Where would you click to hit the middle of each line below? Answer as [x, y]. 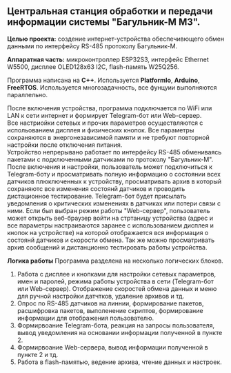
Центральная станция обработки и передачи [110, 11]
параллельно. [28, 94]
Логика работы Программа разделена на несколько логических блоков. [115, 261]
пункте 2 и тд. [38, 354]
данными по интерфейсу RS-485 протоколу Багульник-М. [92, 46]
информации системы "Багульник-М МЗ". [104, 22]
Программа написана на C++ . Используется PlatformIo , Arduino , [103, 80]
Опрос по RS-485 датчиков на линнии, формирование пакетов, [110, 303]
